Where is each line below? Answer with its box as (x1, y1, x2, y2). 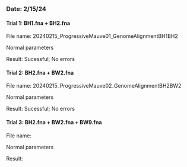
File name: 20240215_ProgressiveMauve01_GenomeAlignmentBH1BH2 (6, 33, 178, 40)
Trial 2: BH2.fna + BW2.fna (6, 69, 74, 76)
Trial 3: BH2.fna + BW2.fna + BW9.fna (6, 118, 102, 126)
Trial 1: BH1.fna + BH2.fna (6, 20, 70, 27)
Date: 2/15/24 (6, 5, 46, 13)
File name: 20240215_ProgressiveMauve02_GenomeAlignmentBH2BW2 (6, 82, 182, 89)
